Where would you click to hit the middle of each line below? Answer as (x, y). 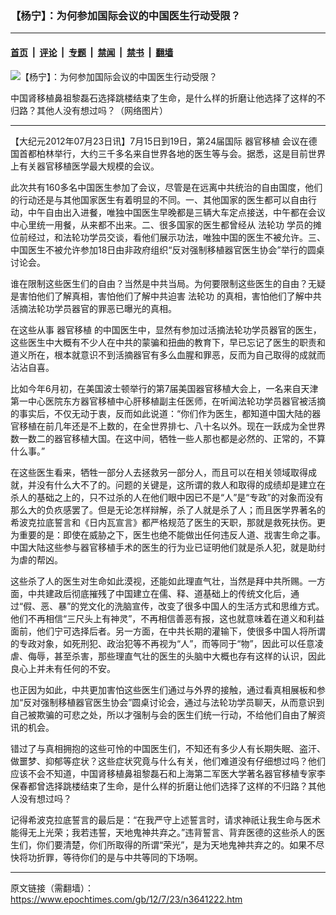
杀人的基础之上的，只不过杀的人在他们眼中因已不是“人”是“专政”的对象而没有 (167, 497)
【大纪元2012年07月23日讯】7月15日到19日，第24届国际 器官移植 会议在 (159, 141)
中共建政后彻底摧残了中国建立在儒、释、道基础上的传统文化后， (159, 593)
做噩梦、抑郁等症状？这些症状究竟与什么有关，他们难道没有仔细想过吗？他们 (168, 761)
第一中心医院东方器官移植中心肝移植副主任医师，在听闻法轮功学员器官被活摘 (168, 401)
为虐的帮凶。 (36, 559)
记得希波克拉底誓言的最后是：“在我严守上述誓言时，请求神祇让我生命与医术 (166, 819)
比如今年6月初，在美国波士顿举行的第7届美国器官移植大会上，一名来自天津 (164, 388)
